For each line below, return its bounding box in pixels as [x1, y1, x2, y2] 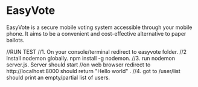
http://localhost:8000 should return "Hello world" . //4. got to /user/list [6, 67, 181, 74]
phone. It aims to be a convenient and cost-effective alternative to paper [6, 30, 187, 37]
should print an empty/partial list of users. [6, 74, 110, 81]
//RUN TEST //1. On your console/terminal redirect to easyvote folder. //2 [6, 48, 187, 55]
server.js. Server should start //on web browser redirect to [6, 61, 151, 68]
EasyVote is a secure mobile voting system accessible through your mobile [6, 24, 193, 31]
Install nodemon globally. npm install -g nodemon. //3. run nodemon [6, 54, 176, 62]
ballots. [6, 36, 25, 43]
